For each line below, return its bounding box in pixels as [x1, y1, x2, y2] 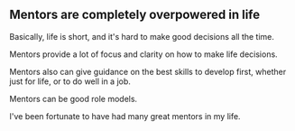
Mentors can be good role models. [9, 93, 138, 104]
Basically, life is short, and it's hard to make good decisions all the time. [9, 31, 275, 42]
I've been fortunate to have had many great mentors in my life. [9, 110, 241, 121]
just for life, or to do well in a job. [9, 76, 131, 87]
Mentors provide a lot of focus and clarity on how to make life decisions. [9, 49, 278, 60]
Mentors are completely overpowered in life [9, 7, 260, 23]
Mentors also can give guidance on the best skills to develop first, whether [9, 66, 287, 77]
